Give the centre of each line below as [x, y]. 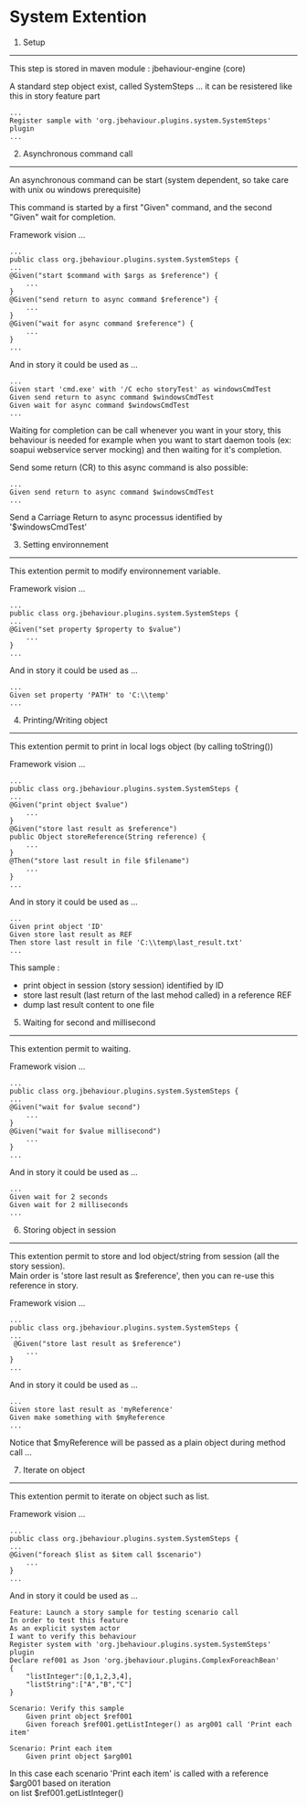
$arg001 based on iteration [60, 1783]
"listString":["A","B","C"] [79, 1684]
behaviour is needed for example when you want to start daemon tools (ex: [151, 440]
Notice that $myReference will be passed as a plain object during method [148, 1442]
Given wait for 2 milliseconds [69, 1204]
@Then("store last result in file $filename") [100, 861]
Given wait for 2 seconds [58, 1197]
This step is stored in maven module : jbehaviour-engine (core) [128, 68]
